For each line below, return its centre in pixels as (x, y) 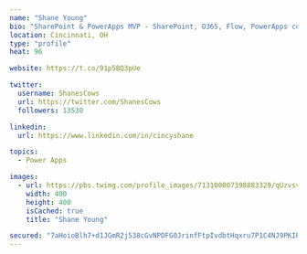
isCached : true (55, 211)
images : (24, 177)
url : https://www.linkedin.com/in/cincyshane (106, 135)
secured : (26, 236)
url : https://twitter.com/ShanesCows (90, 101)
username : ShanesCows (59, 93)
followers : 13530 (51, 111)
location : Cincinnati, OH (58, 35)
